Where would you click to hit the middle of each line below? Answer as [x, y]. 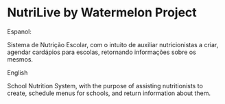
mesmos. [20, 59]
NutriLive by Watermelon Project [102, 13]
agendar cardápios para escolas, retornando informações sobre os [102, 52]
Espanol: [20, 31]
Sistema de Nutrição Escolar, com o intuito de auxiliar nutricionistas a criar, [113, 44]
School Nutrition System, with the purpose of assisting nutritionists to [105, 86]
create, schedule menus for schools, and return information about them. [109, 93]
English [17, 73]
